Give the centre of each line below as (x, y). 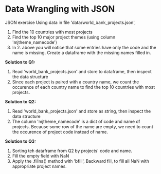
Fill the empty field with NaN (41, 156)
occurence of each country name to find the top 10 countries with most (83, 87)
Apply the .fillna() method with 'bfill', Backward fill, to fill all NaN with (80, 161)
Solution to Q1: (20, 62)
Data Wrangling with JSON (60, 9)
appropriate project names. (39, 166)
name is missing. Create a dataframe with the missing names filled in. (81, 53)
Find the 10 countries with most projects (52, 32)
